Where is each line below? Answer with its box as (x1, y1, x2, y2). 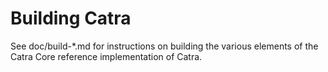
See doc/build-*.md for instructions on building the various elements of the (10, 40, 319, 52)
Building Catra (10, 7, 132, 30)
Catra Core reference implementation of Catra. (10, 50, 203, 62)
